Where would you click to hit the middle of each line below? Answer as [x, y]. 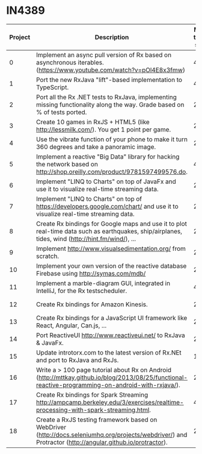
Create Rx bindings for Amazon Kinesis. [92, 304]
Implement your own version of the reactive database [111, 266]
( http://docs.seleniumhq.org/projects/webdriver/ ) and [112, 435]
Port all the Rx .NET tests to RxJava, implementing [106, 97]
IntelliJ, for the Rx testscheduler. [81, 291]
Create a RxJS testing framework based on [96, 420]
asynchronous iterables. [70, 62]
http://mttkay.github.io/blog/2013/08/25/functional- [113, 377]
